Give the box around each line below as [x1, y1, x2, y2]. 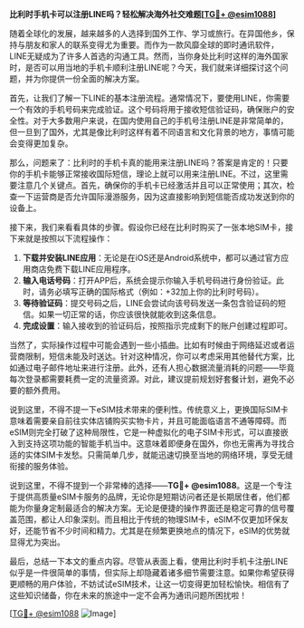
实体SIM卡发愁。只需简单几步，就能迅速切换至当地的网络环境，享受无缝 [24, 449, 294, 460]
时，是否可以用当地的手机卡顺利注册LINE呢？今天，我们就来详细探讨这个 [9, 63, 280, 72]
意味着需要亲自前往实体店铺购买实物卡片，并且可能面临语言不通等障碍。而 [9, 416, 287, 426]
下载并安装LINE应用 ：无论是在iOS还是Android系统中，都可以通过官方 [22, 253, 281, 263]
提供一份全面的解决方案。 [48, 73, 145, 84]
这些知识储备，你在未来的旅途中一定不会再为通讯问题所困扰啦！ [9, 590, 247, 601]
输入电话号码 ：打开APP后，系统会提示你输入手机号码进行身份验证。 [22, 275, 277, 285]
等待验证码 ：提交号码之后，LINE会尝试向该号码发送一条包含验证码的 [22, 298, 279, 308]
